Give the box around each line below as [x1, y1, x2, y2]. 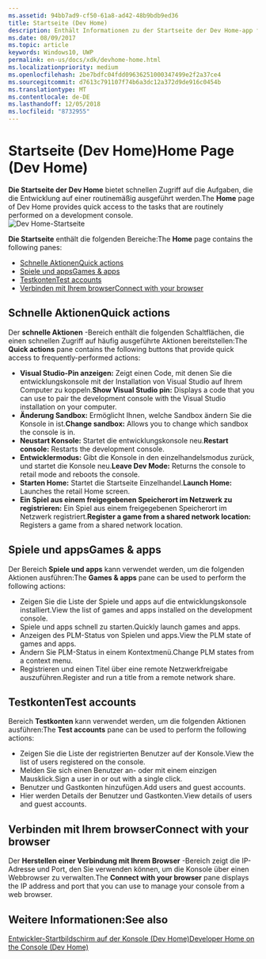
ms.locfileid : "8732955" [8, 108, 90, 116]
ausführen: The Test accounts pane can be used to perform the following [8, 725, 247, 735]
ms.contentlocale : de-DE [8, 93, 90, 101]
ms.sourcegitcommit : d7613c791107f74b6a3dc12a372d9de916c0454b [8, 78, 222, 86]
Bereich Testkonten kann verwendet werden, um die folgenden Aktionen [8, 717, 246, 726]
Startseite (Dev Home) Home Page [8, 142, 235, 160]
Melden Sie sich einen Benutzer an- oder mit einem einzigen [19, 766, 218, 775]
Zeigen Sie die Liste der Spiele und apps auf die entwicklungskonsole [19, 597, 247, 606]
